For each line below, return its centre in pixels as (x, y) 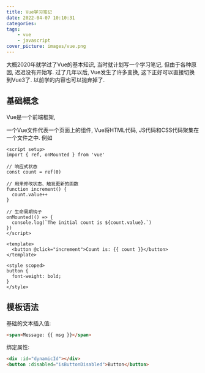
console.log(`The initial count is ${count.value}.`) (82, 222)
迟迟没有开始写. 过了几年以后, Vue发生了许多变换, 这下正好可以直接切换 (104, 72)
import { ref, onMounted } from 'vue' (56, 155)
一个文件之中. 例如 (29, 137)
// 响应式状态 (22, 166)
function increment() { (37, 189)
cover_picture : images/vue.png (46, 47)
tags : (13, 29)
